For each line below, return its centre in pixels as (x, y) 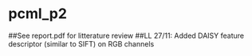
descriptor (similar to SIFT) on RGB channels (81, 43)
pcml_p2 (38, 14)
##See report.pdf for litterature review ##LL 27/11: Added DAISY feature (126, 35)
